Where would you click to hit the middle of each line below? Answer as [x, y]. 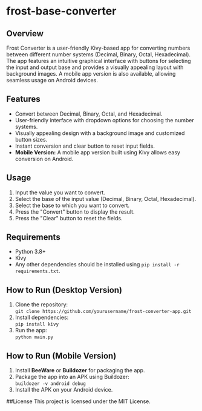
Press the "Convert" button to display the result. [75, 212]
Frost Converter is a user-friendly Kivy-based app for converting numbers [98, 48]
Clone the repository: [41, 304]
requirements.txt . [37, 271]
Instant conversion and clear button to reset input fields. [85, 146]
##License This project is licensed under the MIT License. [79, 401]
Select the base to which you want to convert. [72, 205]
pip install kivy [37, 324]
